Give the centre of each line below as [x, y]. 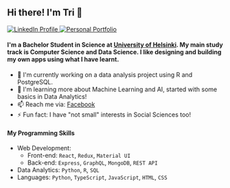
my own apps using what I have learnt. [63, 60]
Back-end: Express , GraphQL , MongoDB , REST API [92, 163]
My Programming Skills [41, 133]
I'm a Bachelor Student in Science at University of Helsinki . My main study [115, 45]
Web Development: [44, 148]
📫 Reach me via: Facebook [56, 104]
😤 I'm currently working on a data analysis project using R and [105, 75]
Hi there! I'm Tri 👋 [45, 13]
